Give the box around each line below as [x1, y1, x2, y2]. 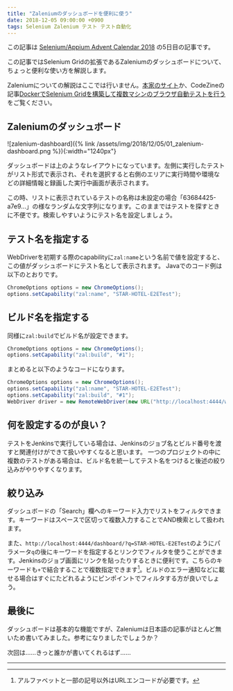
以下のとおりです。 [7, 270, 62, 278]
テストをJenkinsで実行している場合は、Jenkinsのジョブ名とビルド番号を [7, 439, 216, 447]
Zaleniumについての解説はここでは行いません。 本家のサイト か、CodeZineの [7, 81, 225, 90]
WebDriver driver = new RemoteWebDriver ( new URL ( [7, 398, 154, 405]
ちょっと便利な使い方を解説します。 [7, 67, 110, 75]
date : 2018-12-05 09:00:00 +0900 [7, 17, 104, 24]
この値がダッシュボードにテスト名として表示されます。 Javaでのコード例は [7, 262, 223, 269]
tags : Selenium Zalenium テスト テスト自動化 [7, 23, 132, 30]
